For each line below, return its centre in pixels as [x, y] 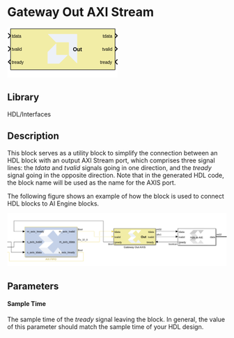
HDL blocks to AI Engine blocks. [53, 203]
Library [23, 97]
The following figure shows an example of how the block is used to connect [116, 196]
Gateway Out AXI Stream [81, 12]
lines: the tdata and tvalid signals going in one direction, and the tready [110, 167]
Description [33, 136]
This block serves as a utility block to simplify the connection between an [112, 153]
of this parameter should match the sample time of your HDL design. [106, 327]
